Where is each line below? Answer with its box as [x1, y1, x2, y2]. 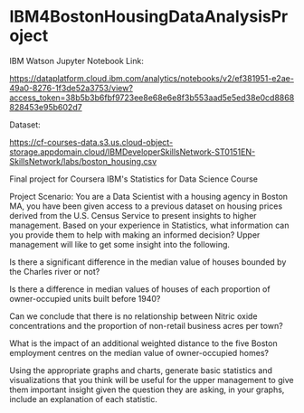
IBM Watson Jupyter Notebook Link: [9, 55, 145, 66]
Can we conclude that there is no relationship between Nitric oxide [9, 310, 258, 322]
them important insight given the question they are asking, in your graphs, [9, 384, 285, 395]
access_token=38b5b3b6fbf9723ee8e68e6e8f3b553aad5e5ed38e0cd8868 [9, 92, 295, 103]
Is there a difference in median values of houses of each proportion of [9, 283, 271, 295]
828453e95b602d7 [9, 101, 83, 112]
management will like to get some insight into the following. [9, 239, 231, 249]
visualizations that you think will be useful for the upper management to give [9, 374, 294, 385]
